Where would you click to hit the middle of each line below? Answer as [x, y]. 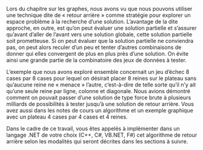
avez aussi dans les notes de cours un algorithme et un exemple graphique [100, 110]
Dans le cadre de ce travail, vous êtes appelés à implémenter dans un [93, 129]
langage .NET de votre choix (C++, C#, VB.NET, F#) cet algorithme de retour [102, 135]
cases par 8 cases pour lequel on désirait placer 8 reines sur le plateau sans [101, 78]
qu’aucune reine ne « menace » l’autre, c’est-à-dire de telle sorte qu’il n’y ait [101, 85]
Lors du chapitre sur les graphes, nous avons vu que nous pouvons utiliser [99, 9]
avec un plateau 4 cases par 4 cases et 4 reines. [67, 117]
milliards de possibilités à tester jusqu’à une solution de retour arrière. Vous [100, 104]
